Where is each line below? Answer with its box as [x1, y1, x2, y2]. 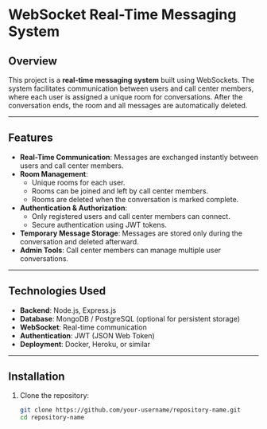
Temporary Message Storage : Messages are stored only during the [19, 228, 242, 238]
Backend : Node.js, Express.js [19, 305, 117, 315]
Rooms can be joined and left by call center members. [31, 185, 209, 196]
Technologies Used [8, 284, 106, 298]
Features [8, 131, 53, 145]
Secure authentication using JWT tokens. [31, 220, 167, 229]
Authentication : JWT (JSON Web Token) [19, 330, 155, 340]
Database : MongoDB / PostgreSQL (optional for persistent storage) [19, 314, 241, 323]
